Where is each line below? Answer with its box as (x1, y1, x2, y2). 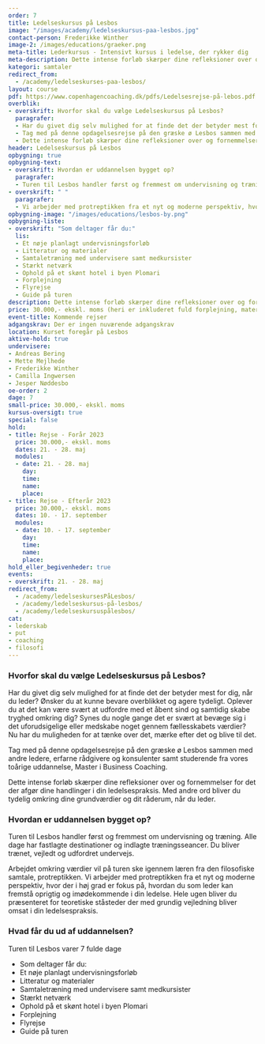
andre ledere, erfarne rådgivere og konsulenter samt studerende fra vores (8, 754, 248, 763)
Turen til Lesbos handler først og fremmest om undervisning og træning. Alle (8, 832, 257, 842)
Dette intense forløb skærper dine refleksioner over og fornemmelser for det (8, 777, 256, 787)
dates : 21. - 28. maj (15, 445, 87, 453)
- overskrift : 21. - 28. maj (8, 578, 104, 586)
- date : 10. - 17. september (15, 527, 111, 535)
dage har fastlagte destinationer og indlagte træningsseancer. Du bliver (8, 840, 241, 850)
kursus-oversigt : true (8, 409, 83, 417)
